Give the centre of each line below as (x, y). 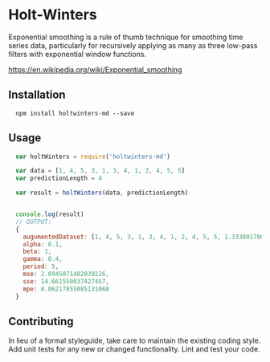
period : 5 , (41, 266)
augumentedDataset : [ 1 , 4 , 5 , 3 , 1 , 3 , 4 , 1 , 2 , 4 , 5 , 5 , (122, 237)
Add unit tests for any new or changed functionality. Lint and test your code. (134, 349)
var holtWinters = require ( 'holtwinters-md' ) (93, 157)
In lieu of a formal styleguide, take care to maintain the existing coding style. (135, 341)
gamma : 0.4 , (43, 259)
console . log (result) (50, 214)
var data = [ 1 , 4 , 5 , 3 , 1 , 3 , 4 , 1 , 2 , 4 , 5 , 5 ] (100, 171)
